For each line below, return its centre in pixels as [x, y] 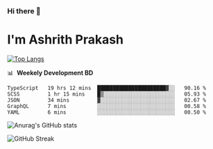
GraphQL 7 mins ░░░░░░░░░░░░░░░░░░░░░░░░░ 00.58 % [107, 106]
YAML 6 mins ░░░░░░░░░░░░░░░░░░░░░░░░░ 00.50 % [107, 112]
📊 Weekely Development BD [50, 73]
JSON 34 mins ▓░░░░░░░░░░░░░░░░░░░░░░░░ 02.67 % [107, 100]
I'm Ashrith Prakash [65, 40]
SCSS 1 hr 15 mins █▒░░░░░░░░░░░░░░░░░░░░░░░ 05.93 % [107, 94]
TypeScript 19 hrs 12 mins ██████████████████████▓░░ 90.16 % [107, 88]
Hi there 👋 [24, 11]
